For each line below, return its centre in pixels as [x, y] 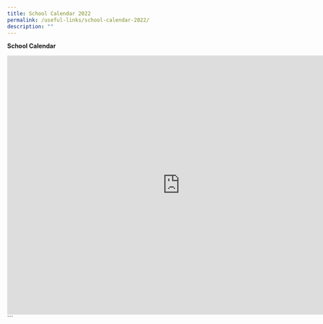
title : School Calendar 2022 [49, 13]
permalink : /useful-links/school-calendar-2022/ [78, 20]
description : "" [30, 26]
